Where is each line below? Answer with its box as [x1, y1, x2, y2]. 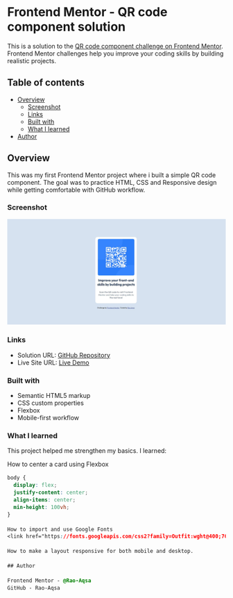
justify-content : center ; [13, 489, 89, 497]
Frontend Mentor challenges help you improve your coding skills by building [7, 49, 224, 58]
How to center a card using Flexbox [7, 460, 109, 469]
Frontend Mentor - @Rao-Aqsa [7, 577, 92, 584]
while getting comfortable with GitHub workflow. [7, 185, 146, 194]
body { [7, 474, 26, 481]
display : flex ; [13, 482, 58, 489]
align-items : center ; [13, 497, 76, 504]
